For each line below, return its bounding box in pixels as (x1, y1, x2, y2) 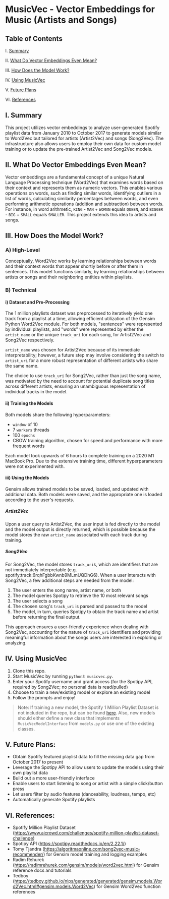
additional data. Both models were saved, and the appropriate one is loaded (5, 491, 162, 497)
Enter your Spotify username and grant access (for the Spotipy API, (12, 678, 153, 684)
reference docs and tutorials (12, 867, 72, 873)
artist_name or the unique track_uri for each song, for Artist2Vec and (5, 332, 151, 338)
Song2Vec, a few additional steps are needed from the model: (5, 577, 134, 583)
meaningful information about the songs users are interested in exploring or (5, 634, 162, 640)
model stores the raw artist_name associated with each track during (5, 531, 147, 537)
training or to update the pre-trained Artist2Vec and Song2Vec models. (5, 146, 153, 152)
